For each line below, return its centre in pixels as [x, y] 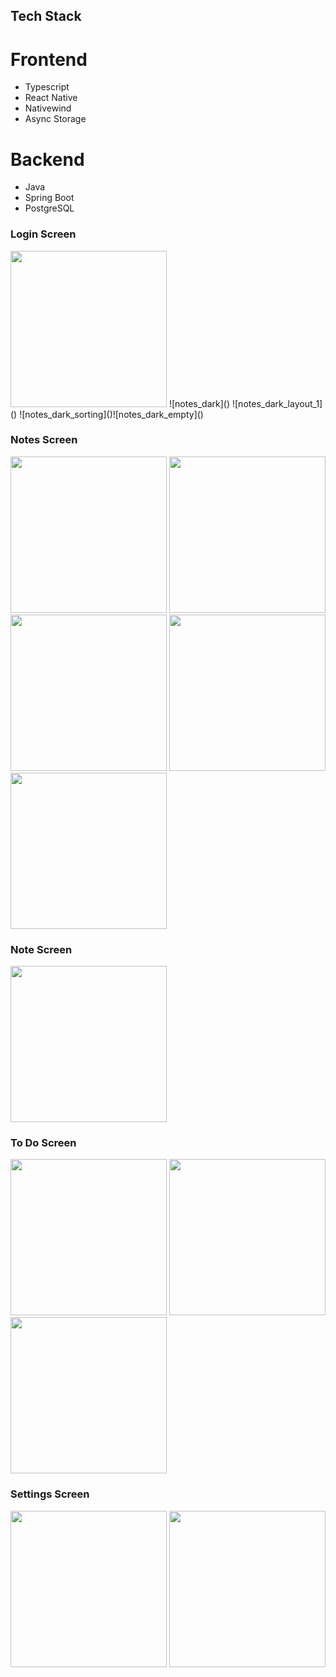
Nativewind [48, 108]
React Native [51, 98]
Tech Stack [46, 16]
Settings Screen [50, 1494]
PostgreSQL [49, 208]
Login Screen [43, 234]
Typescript [47, 87]
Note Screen [41, 949]
